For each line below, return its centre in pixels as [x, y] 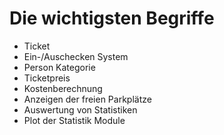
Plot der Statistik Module [74, 120]
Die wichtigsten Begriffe [112, 18]
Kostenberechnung [63, 88]
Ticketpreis [47, 78]
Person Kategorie [59, 67]
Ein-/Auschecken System [76, 56]
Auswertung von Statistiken [80, 109]
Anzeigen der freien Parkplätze [87, 99]
